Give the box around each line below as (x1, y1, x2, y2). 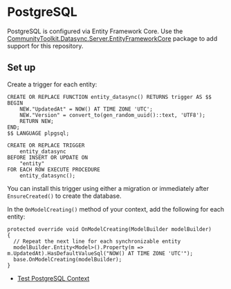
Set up (7, 62, 36, 73)
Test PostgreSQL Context (17, 274, 90, 282)
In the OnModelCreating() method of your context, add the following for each (7, 205, 225, 213)
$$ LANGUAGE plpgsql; (7, 129, 70, 137)
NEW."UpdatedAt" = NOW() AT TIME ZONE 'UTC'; (19, 105, 154, 113)
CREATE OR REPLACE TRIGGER (7, 142, 85, 149)
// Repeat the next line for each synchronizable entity (13, 238, 181, 245)
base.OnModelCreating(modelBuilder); (13, 256, 122, 263)
